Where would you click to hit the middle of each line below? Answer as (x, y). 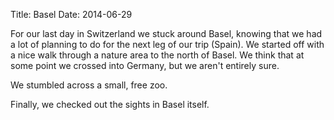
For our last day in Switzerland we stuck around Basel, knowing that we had (166, 33)
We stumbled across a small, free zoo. (89, 85)
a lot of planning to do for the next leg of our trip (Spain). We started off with (167, 44)
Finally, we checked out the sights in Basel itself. (110, 104)
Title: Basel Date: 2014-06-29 (71, 14)
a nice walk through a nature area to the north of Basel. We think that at (157, 55)
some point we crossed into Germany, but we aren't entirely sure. (145, 65)
